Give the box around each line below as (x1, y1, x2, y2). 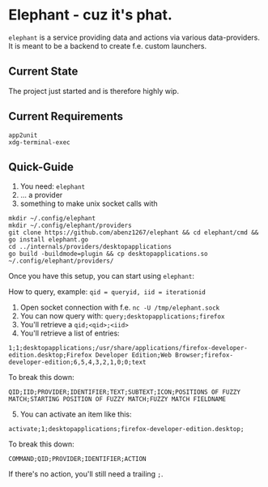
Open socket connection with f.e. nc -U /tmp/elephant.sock (19, 302, 220, 313)
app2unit (8, 131, 38, 139)
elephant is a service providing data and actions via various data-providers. (8, 32, 261, 42)
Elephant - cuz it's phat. (8, 6, 172, 24)
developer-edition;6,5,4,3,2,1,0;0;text (8, 358, 147, 366)
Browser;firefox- (175, 351, 233, 360)
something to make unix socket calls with (19, 199, 158, 208)
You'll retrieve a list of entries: (19, 328, 120, 338)
